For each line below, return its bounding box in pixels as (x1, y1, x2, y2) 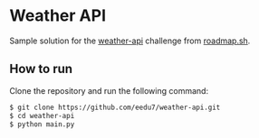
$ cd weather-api (9, 111, 75, 120)
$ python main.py (9, 119, 75, 129)
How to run (9, 61, 73, 77)
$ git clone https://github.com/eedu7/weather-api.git (9, 103, 221, 112)
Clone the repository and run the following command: (9, 85, 209, 96)
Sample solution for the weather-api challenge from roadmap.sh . (9, 35, 251, 46)
